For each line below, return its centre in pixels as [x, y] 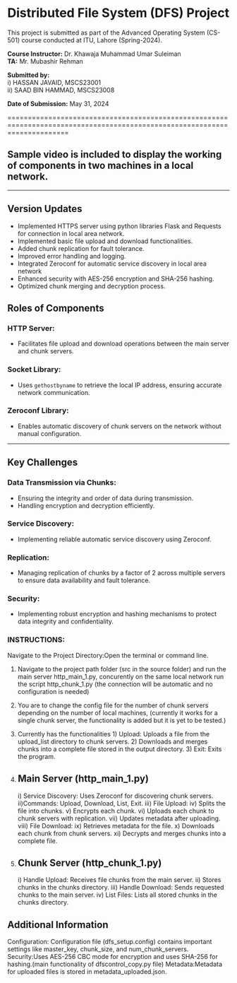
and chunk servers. [45, 351]
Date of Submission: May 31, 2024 [58, 103]
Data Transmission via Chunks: [62, 483]
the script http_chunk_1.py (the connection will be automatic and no [115, 684]
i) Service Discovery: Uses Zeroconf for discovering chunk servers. [115, 796]
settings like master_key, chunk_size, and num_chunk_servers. [98, 949]
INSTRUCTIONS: [36, 640]
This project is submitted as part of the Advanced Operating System [106, 33]
